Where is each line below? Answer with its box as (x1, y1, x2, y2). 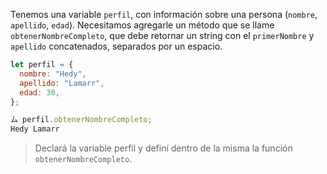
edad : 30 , (19, 87, 60, 98)
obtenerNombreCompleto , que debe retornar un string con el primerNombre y (10, 30, 315, 41)
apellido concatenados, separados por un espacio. (10, 40, 223, 52)
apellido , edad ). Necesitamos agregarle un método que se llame (10, 19, 275, 31)
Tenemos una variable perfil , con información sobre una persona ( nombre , (10, 9, 318, 20)
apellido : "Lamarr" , (19, 78, 105, 88)
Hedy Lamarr (10, 124, 60, 134)
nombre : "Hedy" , (19, 69, 87, 79)
